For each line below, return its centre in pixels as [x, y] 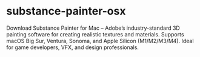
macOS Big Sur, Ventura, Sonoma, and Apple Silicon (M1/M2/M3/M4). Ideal [100, 41]
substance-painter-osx [66, 11]
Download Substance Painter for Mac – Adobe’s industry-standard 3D [93, 28]
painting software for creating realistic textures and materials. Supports [95, 34]
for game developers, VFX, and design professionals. [73, 47]
